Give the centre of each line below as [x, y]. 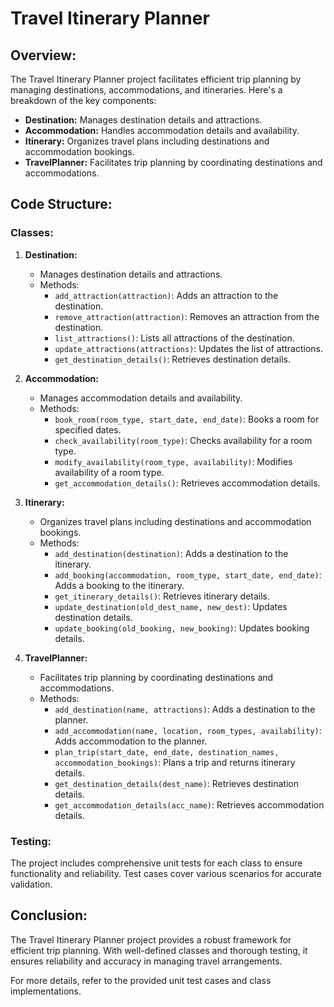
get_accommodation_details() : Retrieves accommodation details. [187, 483]
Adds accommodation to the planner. [131, 741]
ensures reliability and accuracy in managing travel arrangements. [146, 961]
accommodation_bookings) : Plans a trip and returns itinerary [175, 762]
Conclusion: [49, 915]
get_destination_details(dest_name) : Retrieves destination [176, 783]
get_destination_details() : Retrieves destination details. [172, 359]
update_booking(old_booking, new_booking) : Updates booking [182, 628]
